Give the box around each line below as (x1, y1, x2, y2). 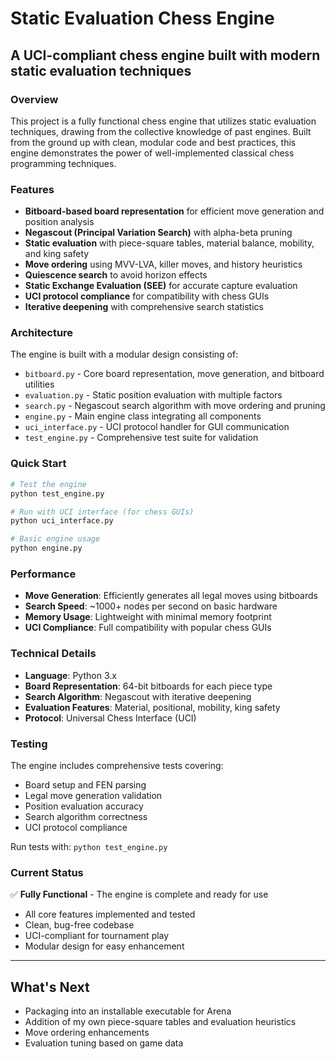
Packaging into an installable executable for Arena (24, 1005, 232, 1017)
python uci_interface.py (10, 516, 114, 526)
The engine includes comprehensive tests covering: (10, 759, 224, 771)
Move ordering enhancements (24, 1027, 150, 1039)
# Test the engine (10, 479, 87, 489)
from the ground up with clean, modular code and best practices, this (10, 136, 297, 148)
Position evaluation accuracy (24, 800, 144, 812)
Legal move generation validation (24, 789, 163, 801)
